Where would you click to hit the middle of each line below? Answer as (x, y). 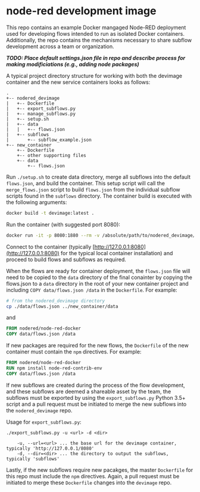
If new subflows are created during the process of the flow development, (96, 385)
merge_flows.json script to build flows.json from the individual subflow (93, 189)
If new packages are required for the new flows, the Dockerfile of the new (97, 346)
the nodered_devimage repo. (39, 410)
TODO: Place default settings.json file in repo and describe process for (96, 58)
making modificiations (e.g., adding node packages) (73, 64)
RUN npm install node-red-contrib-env (54, 368)
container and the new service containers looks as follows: (78, 82)
